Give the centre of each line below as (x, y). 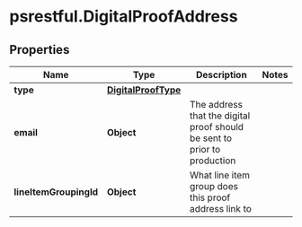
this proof (210, 197)
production (213, 161)
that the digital (220, 116)
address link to (221, 209)
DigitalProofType (144, 90)
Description (222, 75)
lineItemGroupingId (56, 192)
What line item (220, 175)
